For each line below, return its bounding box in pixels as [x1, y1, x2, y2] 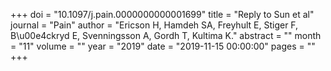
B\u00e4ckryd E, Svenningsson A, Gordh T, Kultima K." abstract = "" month [10, 30, 322, 41]
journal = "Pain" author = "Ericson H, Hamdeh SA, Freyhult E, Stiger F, [10, 19, 299, 31]
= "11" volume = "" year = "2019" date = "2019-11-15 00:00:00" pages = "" [10, 40, 316, 52]
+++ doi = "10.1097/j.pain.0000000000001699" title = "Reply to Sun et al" [10, 9, 315, 20]
